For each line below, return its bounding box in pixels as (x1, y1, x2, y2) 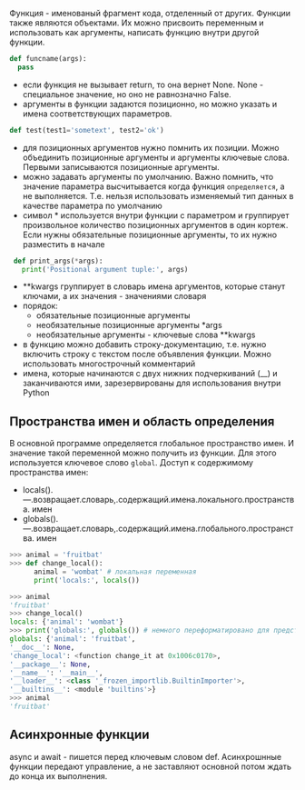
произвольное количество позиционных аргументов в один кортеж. (22, 219, 289, 230)
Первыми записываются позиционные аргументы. (22, 161, 220, 172)
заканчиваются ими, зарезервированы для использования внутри (22, 377, 281, 389)
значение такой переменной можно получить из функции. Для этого (9, 447, 277, 458)
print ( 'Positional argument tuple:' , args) (21, 265, 189, 274)
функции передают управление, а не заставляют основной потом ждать (9, 761, 292, 772)
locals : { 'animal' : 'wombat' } (9, 617, 124, 626)
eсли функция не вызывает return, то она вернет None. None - (22, 79, 264, 90)
